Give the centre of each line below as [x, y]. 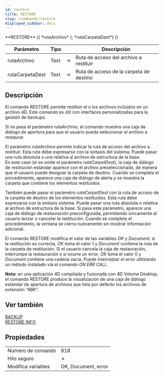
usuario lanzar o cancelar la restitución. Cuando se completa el [68, 219]
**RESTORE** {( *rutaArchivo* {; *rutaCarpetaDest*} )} [62, 37]
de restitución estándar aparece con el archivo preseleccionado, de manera [81, 167]
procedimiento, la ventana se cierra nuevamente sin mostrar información [78, 224]
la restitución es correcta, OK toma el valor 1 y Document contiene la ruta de [82, 244]
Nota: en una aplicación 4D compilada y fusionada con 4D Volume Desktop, [82, 274]
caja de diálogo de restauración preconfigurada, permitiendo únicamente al [81, 213]
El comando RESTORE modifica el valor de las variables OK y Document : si [80, 238]
